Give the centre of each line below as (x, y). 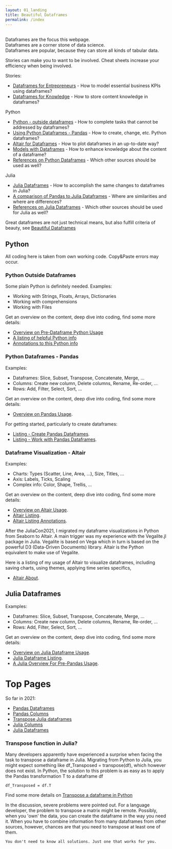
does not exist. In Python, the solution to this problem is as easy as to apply (85, 771)
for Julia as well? (30, 213)
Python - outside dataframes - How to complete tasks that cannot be (85, 122)
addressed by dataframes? (41, 127)
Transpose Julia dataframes (42, 719)
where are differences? (37, 202)
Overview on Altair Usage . (40, 510)
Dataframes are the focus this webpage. (48, 39)
